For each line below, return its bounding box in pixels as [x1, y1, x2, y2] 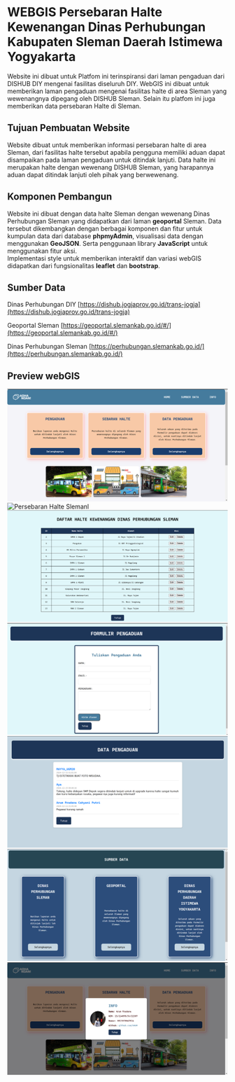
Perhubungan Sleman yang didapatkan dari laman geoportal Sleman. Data [7, 216, 222, 225]
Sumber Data [7, 282, 66, 293]
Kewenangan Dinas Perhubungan [7, 19, 206, 35]
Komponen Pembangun [7, 190, 113, 203]
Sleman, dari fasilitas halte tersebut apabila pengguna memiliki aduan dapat [7, 148, 225, 156]
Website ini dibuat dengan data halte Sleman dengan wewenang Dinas [7, 209, 211, 218]
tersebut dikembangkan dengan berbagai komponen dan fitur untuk [7, 224, 203, 233]
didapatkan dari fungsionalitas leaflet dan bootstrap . [7, 261, 161, 270]
